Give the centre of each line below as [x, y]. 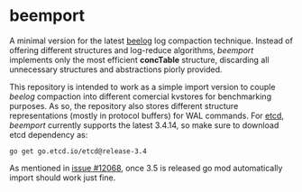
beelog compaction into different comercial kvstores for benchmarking [141, 96]
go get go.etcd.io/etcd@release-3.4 [78, 151]
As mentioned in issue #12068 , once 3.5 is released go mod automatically [146, 168]
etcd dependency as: [49, 134]
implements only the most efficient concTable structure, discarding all [139, 59]
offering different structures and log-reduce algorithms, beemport [132, 50]
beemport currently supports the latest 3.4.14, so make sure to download [144, 125]
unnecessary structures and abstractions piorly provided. [116, 69]
